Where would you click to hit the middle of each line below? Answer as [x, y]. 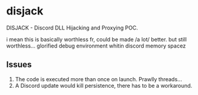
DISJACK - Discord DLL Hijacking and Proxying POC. [72, 28]
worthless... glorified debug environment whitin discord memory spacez [96, 46]
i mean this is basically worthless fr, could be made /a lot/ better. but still [97, 39]
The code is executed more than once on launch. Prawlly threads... [99, 79]
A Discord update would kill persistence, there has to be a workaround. [104, 85]
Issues [19, 65]
